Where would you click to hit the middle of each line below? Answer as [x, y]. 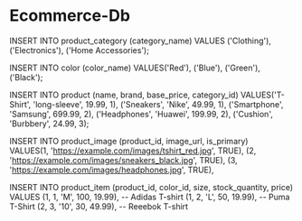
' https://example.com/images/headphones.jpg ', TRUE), [112, 170]
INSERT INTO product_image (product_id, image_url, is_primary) [129, 141]
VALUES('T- [262, 95]
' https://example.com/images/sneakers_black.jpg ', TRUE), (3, [123, 160]
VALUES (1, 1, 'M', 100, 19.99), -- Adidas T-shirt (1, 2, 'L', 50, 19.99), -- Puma [150, 197]
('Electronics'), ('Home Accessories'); [79, 50]
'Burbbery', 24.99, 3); [49, 124]
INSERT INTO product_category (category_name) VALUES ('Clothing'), [140, 41]
